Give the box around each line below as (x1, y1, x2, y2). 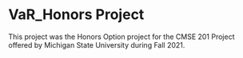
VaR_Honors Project (8, 6, 145, 24)
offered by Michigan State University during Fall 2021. (8, 40, 185, 49)
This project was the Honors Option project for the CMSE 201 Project (8, 32, 235, 41)
